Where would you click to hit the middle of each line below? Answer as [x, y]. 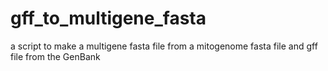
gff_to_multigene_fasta [108, 18]
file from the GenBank [55, 56]
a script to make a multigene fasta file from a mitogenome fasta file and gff [164, 46]
